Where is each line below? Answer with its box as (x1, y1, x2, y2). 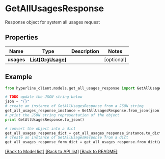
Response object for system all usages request (5, 19, 100, 25)
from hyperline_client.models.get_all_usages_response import (5, 86, 135, 91)
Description (71, 47, 100, 54)
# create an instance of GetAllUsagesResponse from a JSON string (5, 104, 144, 109)
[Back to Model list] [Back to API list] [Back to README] (5, 149, 118, 155)
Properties (5, 33, 38, 42)
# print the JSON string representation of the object (5, 113, 120, 117)
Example (5, 73, 32, 81)
